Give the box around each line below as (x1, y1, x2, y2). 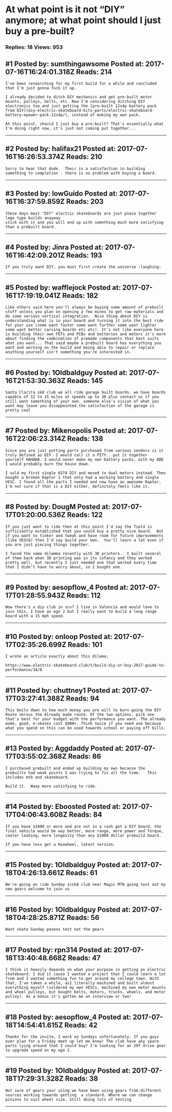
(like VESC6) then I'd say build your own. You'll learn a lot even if (5, 538, 164, 543)
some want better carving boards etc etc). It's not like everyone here (5, 327, 164, 332)
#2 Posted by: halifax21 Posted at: (5, 144, 116, 153)
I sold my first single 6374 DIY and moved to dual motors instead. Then (5, 470, 166, 476)
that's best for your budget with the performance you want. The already (5, 717, 166, 722)
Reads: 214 (76, 68, 113, 76)
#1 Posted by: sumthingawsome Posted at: (5, 59, 144, 68)
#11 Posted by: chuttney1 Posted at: (5, 686, 121, 695)
